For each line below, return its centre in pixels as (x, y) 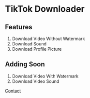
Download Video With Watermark (45, 76)
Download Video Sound (36, 81)
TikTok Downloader (45, 9)
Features (19, 27)
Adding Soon (25, 64)
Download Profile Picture (37, 49)
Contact (13, 91)
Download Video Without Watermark (48, 39)
